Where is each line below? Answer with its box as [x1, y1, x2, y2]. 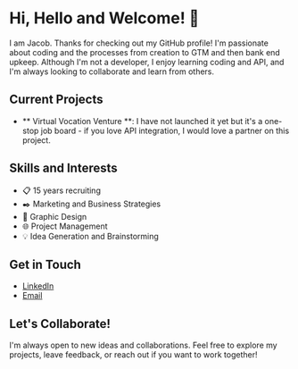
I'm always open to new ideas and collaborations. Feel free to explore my [9, 340, 278, 351]
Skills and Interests [9, 161, 118, 176]
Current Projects [9, 92, 103, 107]
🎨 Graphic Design [21, 211, 87, 222]
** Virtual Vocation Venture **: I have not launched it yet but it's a [21, 115, 263, 126]
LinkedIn [21, 281, 54, 291]
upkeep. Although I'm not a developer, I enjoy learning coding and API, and [9, 56, 285, 67]
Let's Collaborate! [9, 316, 112, 331]
